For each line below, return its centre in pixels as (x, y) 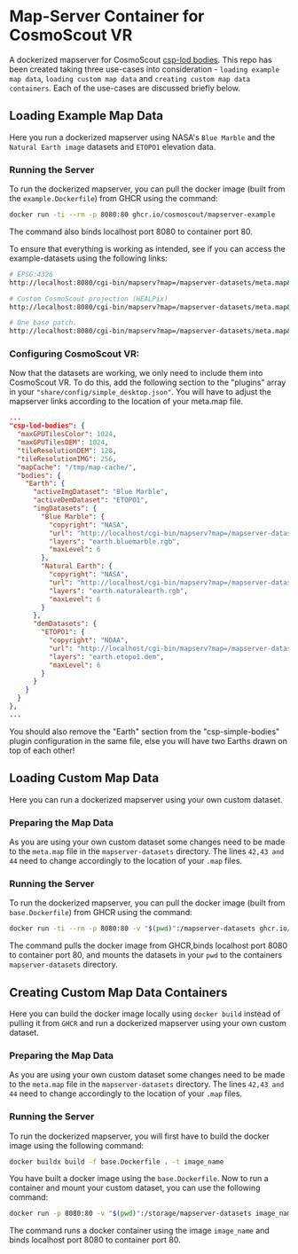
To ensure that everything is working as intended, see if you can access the (148, 248)
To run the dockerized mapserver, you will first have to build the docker (140, 1136)
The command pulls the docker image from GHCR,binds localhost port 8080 (149, 945)
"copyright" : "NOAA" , (88, 640)
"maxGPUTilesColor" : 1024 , (67, 435)
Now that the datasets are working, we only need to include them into (136, 373)
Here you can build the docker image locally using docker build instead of (145, 1014)
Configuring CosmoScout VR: (74, 354)
